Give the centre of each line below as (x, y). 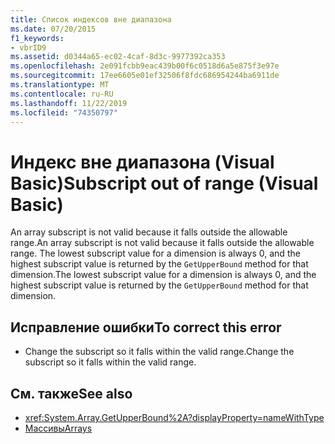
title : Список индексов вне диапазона (91, 19)
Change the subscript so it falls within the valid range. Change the (159, 352)
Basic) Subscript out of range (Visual (164, 183)
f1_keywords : (37, 38)
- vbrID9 (28, 47)
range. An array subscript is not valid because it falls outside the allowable (162, 243)
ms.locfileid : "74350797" (64, 112)
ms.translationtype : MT (60, 85)
